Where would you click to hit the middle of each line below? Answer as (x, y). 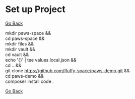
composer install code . (29, 81)
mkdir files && (20, 43)
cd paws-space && (25, 38)
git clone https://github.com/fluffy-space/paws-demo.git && (67, 70)
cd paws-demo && (24, 76)
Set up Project (35, 9)
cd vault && (17, 55)
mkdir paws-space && (28, 33)
